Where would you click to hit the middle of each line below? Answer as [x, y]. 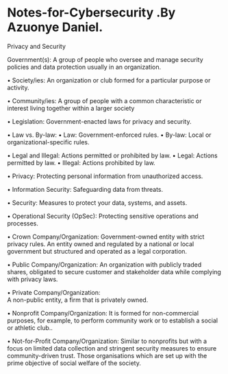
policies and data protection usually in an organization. [84, 67]
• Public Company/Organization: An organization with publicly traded [104, 264]
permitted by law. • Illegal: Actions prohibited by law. [81, 162]
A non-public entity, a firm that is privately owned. [78, 300]
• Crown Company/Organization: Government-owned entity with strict [106, 236]
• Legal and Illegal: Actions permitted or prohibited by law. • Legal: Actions [112, 155]
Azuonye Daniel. [55, 27]
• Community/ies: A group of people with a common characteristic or [104, 100]
